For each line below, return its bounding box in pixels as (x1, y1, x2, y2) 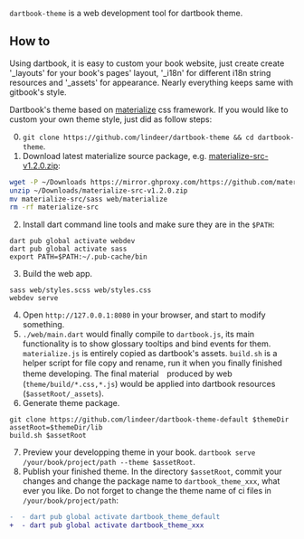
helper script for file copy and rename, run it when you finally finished (22, 357, 283, 369)
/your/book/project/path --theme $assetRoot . (22, 457, 196, 468)
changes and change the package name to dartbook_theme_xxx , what (22, 476, 280, 487)
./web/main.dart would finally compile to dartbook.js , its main (22, 329, 255, 340)
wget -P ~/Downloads (9, 177, 88, 186)
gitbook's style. (9, 86, 67, 98)
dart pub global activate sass (9, 244, 128, 254)
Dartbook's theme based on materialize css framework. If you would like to (9, 104, 289, 115)
